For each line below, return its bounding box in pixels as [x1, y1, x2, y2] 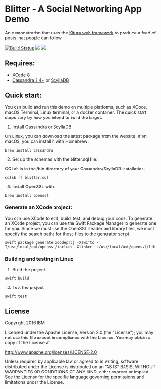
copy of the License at [5, 339, 50, 345]
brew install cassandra [5, 148, 54, 152]
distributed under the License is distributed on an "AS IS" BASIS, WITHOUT [5, 363, 156, 370]
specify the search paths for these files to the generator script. [5, 231, 131, 237]
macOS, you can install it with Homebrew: [5, 138, 89, 144]
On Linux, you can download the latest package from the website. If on [5, 133, 147, 139]
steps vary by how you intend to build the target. [5, 114, 102, 120]
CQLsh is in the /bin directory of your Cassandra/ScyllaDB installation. [5, 166, 145, 171]
